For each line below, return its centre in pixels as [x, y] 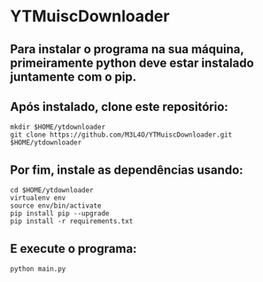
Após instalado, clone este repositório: [119, 107]
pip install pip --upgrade [60, 214]
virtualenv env [38, 198]
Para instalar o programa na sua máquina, [127, 49]
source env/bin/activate [56, 206]
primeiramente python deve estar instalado [132, 63]
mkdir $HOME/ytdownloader [58, 127]
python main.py [38, 269]
